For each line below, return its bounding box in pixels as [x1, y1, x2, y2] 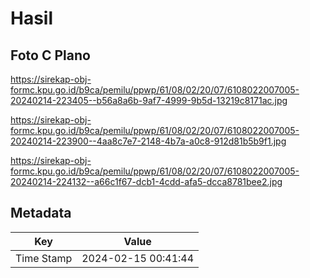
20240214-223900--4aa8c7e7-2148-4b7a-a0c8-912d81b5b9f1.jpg [10, 135, 287, 147]
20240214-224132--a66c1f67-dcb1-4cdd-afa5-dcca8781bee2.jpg [10, 176, 283, 187]
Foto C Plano [10, 47, 91, 64]
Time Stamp [15, 251, 73, 265]
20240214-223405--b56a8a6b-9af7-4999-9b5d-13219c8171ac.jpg [10, 95, 288, 106]
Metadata [10, 205, 72, 222]
